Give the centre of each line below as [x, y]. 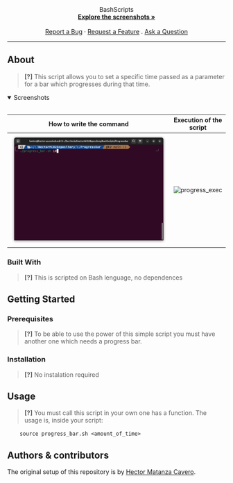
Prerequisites [30, 319]
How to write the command [89, 124]
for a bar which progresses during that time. [87, 84]
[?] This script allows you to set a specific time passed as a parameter [124, 76]
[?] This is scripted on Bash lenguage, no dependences [103, 277]
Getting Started [41, 299]
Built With [24, 262]
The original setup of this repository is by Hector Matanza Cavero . [102, 472]
